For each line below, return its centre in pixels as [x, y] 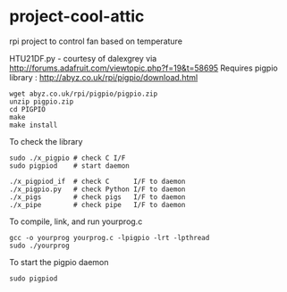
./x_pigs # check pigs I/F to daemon [97, 197]
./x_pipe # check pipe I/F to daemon [97, 204]
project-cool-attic [77, 17]
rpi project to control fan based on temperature [96, 41]
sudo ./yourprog [39, 246]
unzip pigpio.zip [42, 101]
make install [34, 125]
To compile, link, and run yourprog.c [76, 221]
